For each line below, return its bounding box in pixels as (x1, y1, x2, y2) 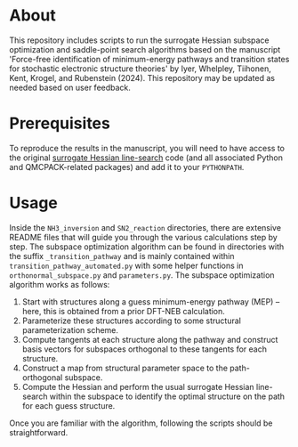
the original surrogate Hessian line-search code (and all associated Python (9, 152, 283, 163)
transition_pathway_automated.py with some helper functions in (9, 260, 244, 271)
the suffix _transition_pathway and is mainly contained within (9, 250, 235, 261)
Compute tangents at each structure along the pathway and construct (21, 334, 278, 345)
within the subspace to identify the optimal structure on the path (49, 391, 286, 402)
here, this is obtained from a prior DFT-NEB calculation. (21, 305, 225, 316)
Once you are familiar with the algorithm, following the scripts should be (9, 418, 273, 428)
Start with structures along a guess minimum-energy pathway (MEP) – (21, 296, 280, 307)
